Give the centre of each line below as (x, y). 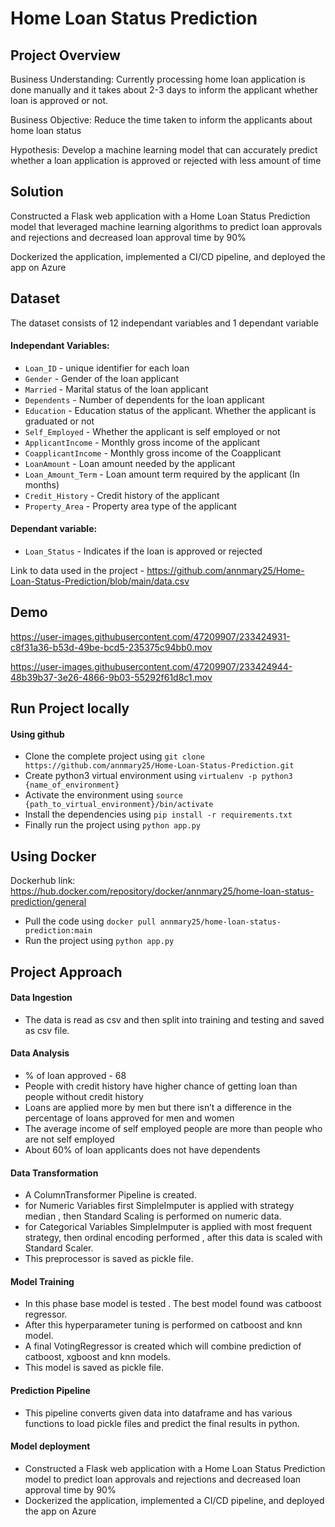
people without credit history (84, 1097)
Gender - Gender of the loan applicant (101, 378)
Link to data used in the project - (77, 571)
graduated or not (59, 421)
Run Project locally (70, 708)
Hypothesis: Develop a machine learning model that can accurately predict (164, 150)
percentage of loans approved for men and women (129, 1118)
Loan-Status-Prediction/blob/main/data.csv (100, 581)
